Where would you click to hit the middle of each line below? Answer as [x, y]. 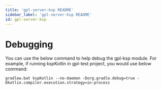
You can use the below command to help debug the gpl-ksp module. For [81, 58]
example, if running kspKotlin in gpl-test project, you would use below [78, 64]
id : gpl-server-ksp [26, 19]
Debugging [29, 44]
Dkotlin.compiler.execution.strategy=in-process [58, 83]
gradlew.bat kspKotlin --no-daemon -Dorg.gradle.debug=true [70, 78]
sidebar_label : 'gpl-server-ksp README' [49, 15]
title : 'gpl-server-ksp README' [39, 10]
